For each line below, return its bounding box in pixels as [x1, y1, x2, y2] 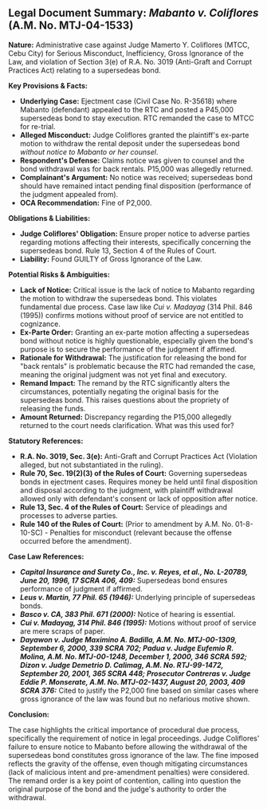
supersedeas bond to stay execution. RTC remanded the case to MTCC [19, 113, 254, 123]
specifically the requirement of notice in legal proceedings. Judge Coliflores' [8, 733, 260, 743]
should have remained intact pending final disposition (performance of [19, 181, 252, 190]
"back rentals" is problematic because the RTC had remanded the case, [19, 361, 256, 371]
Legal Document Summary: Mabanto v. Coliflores [8, 6, 259, 20]
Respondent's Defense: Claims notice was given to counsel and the [19, 155, 245, 165]
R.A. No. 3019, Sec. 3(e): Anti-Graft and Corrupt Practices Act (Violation [19, 451, 257, 461]
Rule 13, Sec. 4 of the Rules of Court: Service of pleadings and [19, 502, 228, 512]
